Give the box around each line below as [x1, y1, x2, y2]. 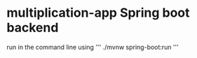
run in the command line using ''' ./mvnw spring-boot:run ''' [6, 43, 179, 51]
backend [6, 20, 59, 36]
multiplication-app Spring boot [6, 5, 190, 21]
